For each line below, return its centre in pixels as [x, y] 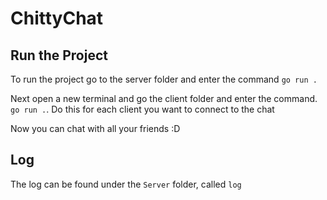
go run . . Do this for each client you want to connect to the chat [142, 109]
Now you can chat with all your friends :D [95, 128]
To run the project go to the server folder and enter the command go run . [164, 79]
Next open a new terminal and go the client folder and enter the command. [164, 98]
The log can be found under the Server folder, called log [126, 184]
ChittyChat [57, 18]
